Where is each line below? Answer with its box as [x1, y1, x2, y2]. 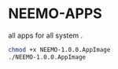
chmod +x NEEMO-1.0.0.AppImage [8, 45, 111, 53]
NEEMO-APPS [8, 5, 102, 23]
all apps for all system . [8, 31, 83, 40]
